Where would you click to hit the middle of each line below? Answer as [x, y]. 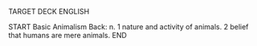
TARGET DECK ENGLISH [49, 11]
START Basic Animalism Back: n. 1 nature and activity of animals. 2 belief [128, 27]
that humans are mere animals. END [67, 35]
